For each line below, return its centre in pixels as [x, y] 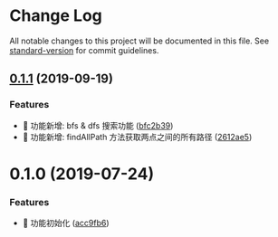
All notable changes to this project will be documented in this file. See [139, 41]
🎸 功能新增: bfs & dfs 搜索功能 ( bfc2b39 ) [98, 125]
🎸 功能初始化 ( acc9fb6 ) [66, 223]
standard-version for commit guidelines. [84, 50]
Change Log [56, 16]
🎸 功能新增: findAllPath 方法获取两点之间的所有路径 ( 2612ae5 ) [137, 137]
